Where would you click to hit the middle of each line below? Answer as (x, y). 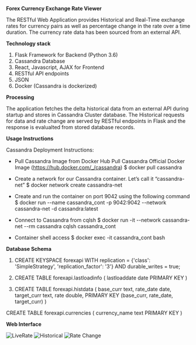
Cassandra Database (40, 61)
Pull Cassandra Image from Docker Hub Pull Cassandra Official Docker (100, 161)
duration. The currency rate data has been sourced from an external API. (94, 32)
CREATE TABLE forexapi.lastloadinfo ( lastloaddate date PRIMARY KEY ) (101, 278)
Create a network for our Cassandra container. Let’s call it (84, 179)
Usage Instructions (30, 139)
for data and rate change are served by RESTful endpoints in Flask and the (96, 121)
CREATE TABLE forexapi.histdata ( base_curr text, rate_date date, (93, 289)
